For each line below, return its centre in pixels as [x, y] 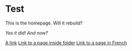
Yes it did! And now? [27, 33]
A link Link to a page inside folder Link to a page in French [66, 43]
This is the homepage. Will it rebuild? [44, 23]
